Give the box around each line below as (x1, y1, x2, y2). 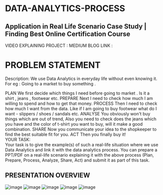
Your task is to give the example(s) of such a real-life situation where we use (5, 142, 159, 147)
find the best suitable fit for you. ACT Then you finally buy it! (5, 131, 126, 137)
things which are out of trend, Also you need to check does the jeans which (5, 116, 157, 122)
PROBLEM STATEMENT (5, 60, 101, 71)
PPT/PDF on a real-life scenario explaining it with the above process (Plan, (5, 152, 154, 158)
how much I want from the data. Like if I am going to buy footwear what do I (5, 105, 157, 112)
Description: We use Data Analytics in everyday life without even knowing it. (5, 76, 158, 81)
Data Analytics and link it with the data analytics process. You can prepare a (5, 146, 158, 153)
